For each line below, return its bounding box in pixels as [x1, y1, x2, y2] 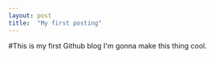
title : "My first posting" [8, 19, 103, 27]
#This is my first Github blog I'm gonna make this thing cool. [8, 41, 207, 50]
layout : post [8, 11, 52, 20]
